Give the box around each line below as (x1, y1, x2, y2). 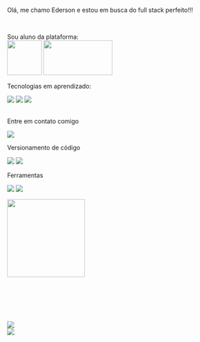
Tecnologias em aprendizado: (7, 82, 92, 90)
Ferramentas (7, 171, 43, 179)
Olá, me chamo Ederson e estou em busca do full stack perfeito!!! (7, 6, 193, 14)
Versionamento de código (7, 143, 81, 152)
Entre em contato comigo (7, 117, 79, 125)
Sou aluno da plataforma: (7, 33, 79, 41)
